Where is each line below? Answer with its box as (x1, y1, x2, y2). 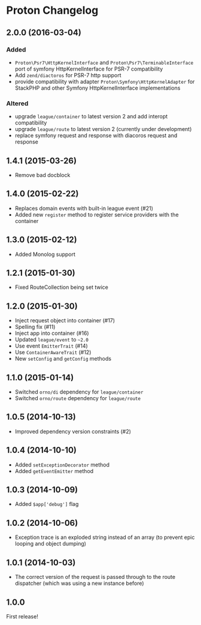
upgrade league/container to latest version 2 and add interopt (14, 113, 168, 120)
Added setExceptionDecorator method (14, 461, 109, 468)
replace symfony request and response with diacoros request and (14, 132, 178, 139)
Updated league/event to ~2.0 (14, 336, 89, 343)
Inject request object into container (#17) (14, 317, 115, 324)
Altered (6, 99, 29, 108)
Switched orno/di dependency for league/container (14, 388, 144, 395)
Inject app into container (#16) (14, 330, 89, 337)
